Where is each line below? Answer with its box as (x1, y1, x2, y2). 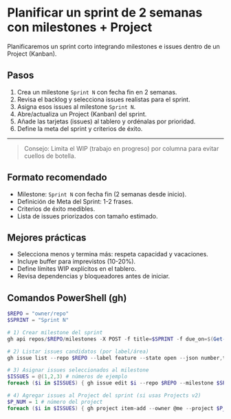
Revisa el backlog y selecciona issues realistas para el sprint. (16, 95, 190, 103)
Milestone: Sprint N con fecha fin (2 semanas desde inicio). (16, 190, 187, 198)
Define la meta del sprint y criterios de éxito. (16, 124, 143, 132)
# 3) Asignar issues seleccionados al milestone (7, 367, 149, 374)
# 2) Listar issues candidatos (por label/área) (7, 348, 149, 355)
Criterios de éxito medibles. (16, 205, 96, 213)
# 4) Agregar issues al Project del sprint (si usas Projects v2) (7, 392, 201, 399)
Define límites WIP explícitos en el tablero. (16, 265, 137, 273)
